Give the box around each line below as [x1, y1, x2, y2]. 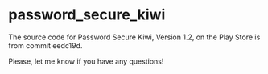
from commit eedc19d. [8, 40, 83, 50]
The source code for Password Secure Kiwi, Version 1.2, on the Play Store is [8, 32, 261, 42]
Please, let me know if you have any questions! [8, 56, 164, 66]
